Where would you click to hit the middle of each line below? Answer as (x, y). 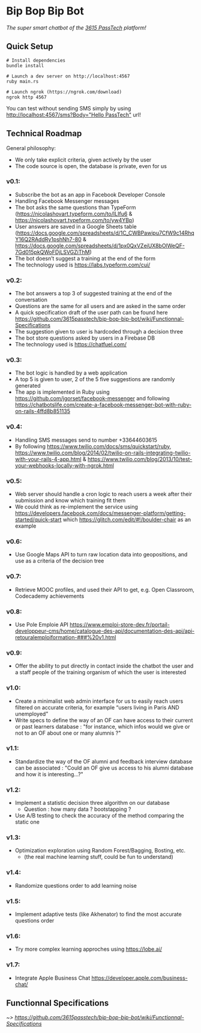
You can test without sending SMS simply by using (69, 108)
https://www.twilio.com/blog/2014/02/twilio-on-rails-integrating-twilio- (103, 453)
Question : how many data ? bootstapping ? (77, 809)
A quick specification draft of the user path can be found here (91, 313)
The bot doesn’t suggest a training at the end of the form (85, 258)
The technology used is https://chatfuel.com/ (71, 345)
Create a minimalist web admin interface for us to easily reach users (99, 701)
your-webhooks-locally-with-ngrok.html (64, 465)
